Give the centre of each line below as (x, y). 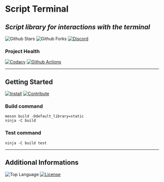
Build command (24, 106)
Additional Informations (42, 163)
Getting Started (29, 82)
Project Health (22, 51)
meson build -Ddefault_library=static (44, 116)
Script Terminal (37, 9)
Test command (23, 133)
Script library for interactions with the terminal (78, 27)
